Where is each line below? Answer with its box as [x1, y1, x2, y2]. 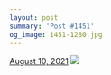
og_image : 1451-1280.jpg [9, 30, 103, 39]
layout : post [9, 13, 59, 23]
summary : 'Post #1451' [9, 22, 95, 31]
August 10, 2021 [9, 56, 69, 67]
